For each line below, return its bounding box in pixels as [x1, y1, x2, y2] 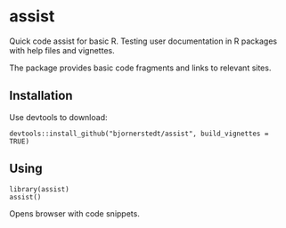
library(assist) [9, 184, 69, 193]
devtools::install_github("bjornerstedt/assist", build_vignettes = [9, 129, 269, 138]
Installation [9, 88, 73, 103]
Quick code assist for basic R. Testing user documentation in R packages [9, 36, 278, 46]
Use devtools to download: [9, 111, 108, 122]
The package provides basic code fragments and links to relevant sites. [9, 62, 272, 73]
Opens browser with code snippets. [9, 208, 140, 219]
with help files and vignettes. [9, 45, 115, 55]
